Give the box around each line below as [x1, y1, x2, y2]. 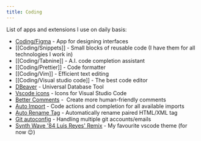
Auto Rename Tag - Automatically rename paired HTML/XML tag [15, 109, 178, 116]
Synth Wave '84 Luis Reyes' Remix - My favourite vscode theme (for [15, 121, 188, 129]
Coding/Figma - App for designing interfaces [15, 37, 128, 45]
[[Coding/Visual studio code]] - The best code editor [15, 76, 148, 84]
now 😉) [15, 128, 35, 136]
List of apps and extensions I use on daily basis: [6, 26, 127, 33]
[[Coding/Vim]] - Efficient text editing [15, 70, 109, 77]
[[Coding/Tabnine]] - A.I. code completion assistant [15, 57, 145, 64]
